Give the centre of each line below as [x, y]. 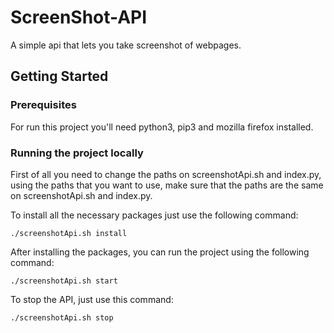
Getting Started [59, 76]
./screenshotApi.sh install [69, 233]
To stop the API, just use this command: [92, 299]
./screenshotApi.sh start [64, 281]
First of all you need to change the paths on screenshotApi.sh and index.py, [166, 174]
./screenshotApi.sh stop [62, 317]
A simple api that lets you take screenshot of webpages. [126, 45]
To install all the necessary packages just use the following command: [154, 215]
